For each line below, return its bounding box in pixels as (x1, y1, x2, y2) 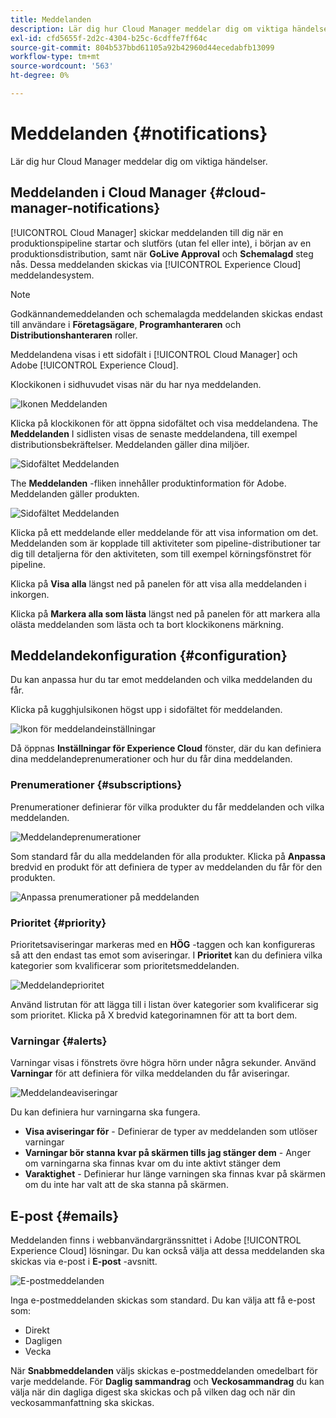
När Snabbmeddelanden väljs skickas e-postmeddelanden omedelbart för (10, 1365, 318, 1377)
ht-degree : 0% (10, 71, 70, 81)
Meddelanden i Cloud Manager (10, 184, 207, 201)
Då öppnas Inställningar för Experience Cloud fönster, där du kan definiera (10, 742, 322, 755)
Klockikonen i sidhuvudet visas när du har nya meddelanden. (10, 378, 262, 390)
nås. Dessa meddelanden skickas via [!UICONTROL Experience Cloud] (10, 258, 302, 270)
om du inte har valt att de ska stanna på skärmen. (24, 1179, 229, 1191)
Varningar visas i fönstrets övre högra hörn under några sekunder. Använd (10, 1057, 317, 1069)
